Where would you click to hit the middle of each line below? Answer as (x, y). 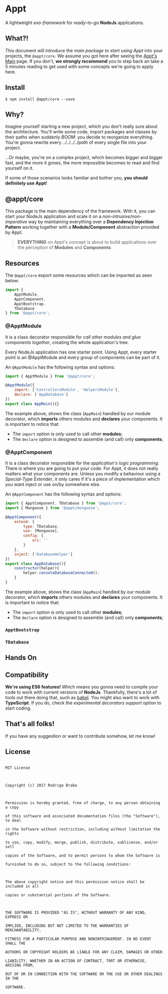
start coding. (18, 708)
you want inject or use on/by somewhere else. (53, 484)
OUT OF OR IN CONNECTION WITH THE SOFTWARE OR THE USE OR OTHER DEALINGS (84, 974)
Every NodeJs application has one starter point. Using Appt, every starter (81, 352)
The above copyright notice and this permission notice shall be (75, 882)
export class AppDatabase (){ (36, 564)
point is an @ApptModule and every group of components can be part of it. (83, 357)
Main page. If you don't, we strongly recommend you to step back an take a (84, 61)
